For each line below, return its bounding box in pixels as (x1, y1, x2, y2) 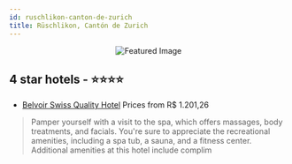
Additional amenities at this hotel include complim (30, 145, 212, 155)
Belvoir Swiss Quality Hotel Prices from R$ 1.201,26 (21, 100, 210, 110)
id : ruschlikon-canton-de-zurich (9, 12, 133, 22)
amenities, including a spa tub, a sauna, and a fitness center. (30, 136, 252, 146)
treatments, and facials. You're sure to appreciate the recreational (30, 126, 271, 137)
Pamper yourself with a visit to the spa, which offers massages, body (30, 116, 283, 128)
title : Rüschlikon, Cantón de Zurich (9, 21, 149, 30)
